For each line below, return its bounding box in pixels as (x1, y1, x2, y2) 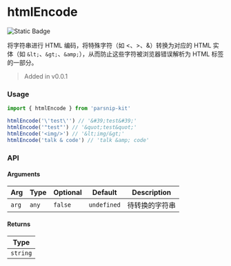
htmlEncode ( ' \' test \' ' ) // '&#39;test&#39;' (7, 118, 137, 125)
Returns (7, 220, 31, 228)
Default (92, 187, 117, 197)
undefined (88, 201, 121, 209)
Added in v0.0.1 (23, 72, 68, 80)
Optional (53, 187, 83, 197)
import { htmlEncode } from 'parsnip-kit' (7, 105, 131, 112)
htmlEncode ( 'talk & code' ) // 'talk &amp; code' (7, 136, 150, 143)
